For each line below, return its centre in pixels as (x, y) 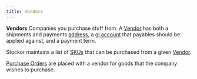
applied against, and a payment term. (51, 40)
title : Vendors (25, 11)
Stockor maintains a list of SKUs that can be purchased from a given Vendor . (99, 52)
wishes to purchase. (31, 69)
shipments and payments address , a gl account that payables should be (93, 34)
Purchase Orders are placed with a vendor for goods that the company (92, 63)
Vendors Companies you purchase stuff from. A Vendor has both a (87, 28)
